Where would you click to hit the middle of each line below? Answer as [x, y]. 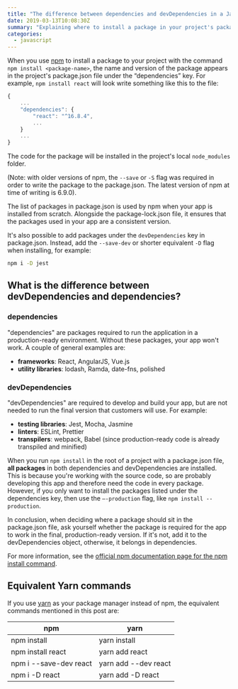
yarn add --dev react [135, 663]
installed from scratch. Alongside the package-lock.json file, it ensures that [117, 214]
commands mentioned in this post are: [63, 610]
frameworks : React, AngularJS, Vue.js [73, 361]
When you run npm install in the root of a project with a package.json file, [116, 460]
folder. [17, 164]
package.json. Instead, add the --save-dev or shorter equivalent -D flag [111, 243]
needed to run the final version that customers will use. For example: [107, 410]
